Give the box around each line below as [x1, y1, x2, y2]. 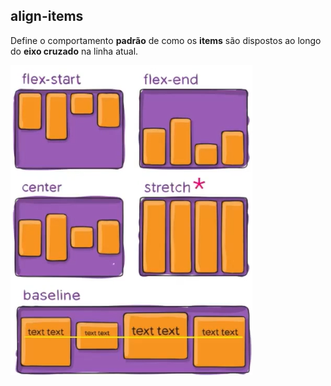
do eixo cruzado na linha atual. [10, 45, 139, 57]
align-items [10, 8, 84, 25]
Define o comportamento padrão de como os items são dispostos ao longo [10, 34, 322, 46]
